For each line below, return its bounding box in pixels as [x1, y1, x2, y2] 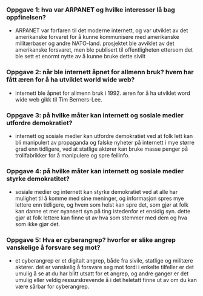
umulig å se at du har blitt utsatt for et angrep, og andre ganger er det [15, 270, 189, 277]
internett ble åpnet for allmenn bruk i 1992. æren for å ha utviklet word [15, 89, 190, 97]
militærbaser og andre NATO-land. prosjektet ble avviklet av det [15, 40, 175, 47]
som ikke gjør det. [15, 221, 61, 228]
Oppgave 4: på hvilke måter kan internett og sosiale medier [6, 167, 184, 175]
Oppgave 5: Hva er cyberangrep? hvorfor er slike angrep [6, 236, 176, 244]
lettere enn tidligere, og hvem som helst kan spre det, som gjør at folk [15, 201, 189, 208]
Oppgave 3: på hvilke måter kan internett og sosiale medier [6, 111, 184, 119]
